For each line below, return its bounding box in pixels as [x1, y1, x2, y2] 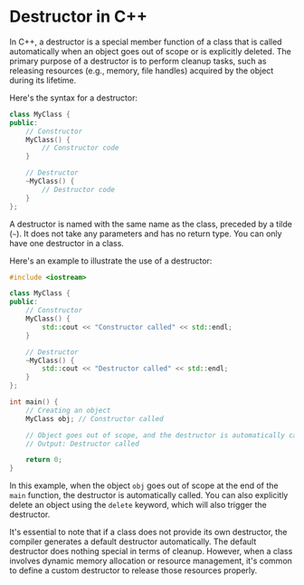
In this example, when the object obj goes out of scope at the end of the [9, 480, 279, 491]
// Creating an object [25, 406, 111, 415]
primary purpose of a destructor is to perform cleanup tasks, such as [9, 55, 267, 66]
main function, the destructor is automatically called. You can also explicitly [9, 490, 289, 501]
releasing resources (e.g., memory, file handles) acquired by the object [9, 65, 274, 76]
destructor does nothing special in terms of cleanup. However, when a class [9, 546, 293, 557]
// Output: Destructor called [25, 439, 140, 448]
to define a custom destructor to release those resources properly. [9, 565, 258, 576]
